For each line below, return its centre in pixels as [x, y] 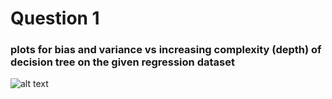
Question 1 [55, 18]
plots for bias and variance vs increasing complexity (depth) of [166, 50]
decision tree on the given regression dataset [122, 62]
